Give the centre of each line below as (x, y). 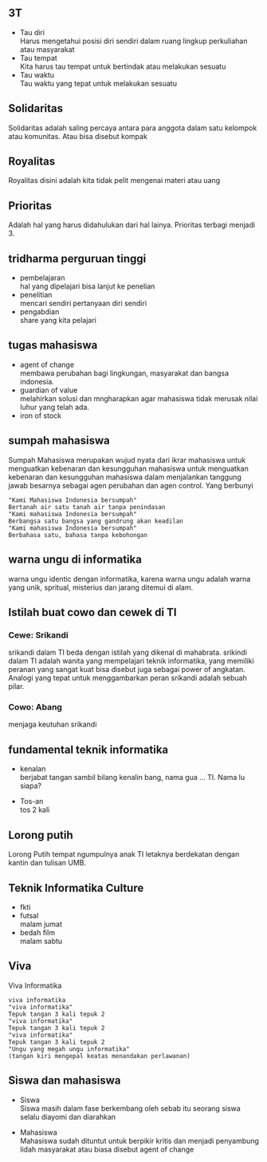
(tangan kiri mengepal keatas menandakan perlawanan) (100, 1056)
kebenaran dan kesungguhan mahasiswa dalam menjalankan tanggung (125, 477)
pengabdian (39, 312)
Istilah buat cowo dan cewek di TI (92, 612)
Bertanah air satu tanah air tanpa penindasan (87, 507)
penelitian (36, 295)
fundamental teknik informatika (88, 749)
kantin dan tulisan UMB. (47, 863)
